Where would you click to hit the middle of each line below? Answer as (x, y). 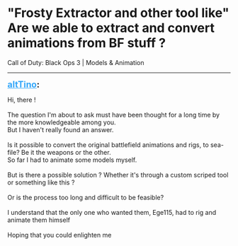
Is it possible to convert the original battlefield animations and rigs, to (108, 145)
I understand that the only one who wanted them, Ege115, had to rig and (112, 212)
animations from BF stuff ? (87, 43)
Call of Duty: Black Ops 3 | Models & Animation (76, 62)
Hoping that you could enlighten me (59, 235)
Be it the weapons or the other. (66, 152)
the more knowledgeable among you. (62, 122)
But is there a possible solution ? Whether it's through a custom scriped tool (118, 175)
